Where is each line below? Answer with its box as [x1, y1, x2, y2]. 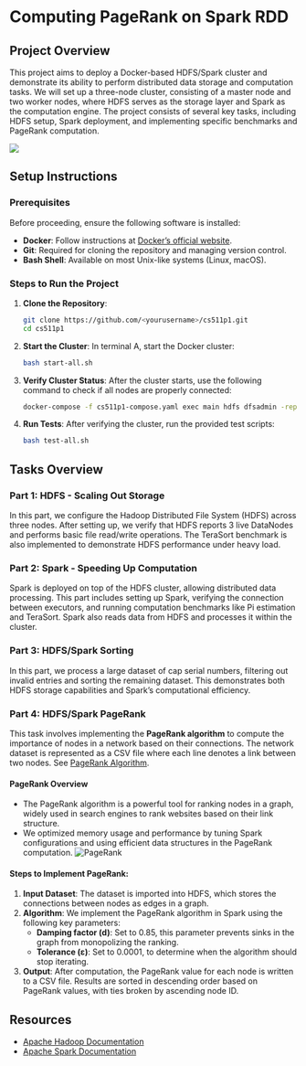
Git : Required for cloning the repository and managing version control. [22, 244, 287, 255]
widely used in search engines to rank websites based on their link [22, 808, 274, 819]
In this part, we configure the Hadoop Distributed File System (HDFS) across [9, 510, 297, 521]
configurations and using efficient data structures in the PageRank [22, 837, 272, 848]
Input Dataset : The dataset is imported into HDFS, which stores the [22, 889, 277, 900]
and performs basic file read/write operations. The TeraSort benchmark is [9, 529, 288, 540]
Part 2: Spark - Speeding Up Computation [9, 561, 198, 574]
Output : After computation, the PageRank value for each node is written [22, 966, 294, 977]
